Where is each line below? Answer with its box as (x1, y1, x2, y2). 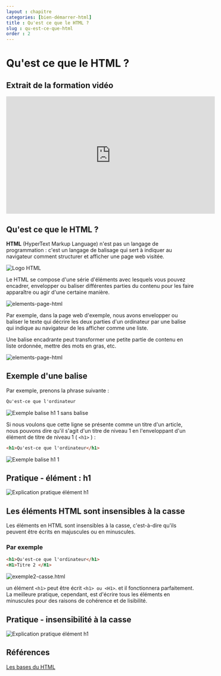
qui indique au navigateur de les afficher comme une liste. (6, 324, 149, 331)
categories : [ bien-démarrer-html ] (6, 14, 92, 20)
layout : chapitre (6, 8, 52, 15)
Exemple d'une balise (6, 371, 88, 382)
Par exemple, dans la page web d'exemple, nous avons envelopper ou (6, 311, 178, 319)
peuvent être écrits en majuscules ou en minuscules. (6, 528, 136, 535)
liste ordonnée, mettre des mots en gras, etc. (6, 342, 117, 349)
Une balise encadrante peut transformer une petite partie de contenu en (6, 336, 183, 343)
